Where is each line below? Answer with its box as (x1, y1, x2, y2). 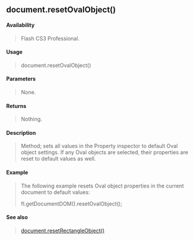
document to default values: (20, 188, 90, 196)
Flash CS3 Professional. (20, 35, 80, 42)
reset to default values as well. (20, 155, 96, 162)
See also (6, 214, 28, 221)
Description (6, 129, 36, 136)
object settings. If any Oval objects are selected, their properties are (20, 149, 189, 156)
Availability (6, 21, 35, 29)
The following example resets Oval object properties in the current (20, 182, 184, 189)
